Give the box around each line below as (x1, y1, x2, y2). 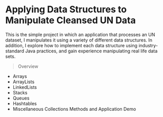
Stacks (12, 89, 28, 95)
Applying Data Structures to (5, 4, 127, 15)
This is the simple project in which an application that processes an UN (5, 31, 155, 37)
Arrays (12, 73, 27, 79)
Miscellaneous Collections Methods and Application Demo (12, 106, 136, 112)
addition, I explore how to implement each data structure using (5, 42, 137, 48)
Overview (17, 63, 38, 69)
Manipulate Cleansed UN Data (5, 14, 136, 26)
